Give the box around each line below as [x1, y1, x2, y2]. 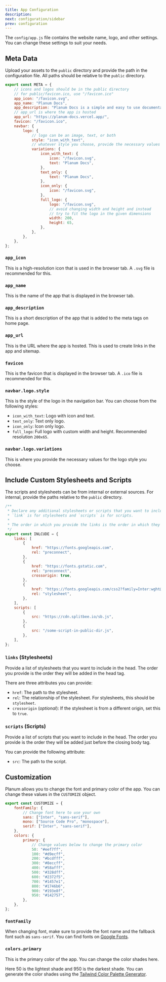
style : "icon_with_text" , [31, 137, 85, 143]
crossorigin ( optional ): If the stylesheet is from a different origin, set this [12, 705, 161, 711]
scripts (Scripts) [5, 723, 46, 729]
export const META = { [5, 82, 52, 87]
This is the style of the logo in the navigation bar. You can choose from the [5, 398, 157, 404]
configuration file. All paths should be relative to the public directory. [5, 73, 146, 79]
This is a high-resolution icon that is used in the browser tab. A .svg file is [5, 265, 155, 271]
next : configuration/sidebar [5, 16, 65, 21]
